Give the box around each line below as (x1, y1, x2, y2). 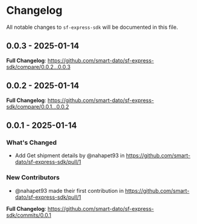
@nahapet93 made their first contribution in (14, 187, 124, 194)
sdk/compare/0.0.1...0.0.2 (6, 103, 69, 110)
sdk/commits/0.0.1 (6, 211, 52, 219)
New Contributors (6, 174, 60, 182)
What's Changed (6, 138, 57, 147)
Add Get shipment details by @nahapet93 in (14, 152, 125, 159)
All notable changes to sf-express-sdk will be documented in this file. (6, 23, 178, 31)
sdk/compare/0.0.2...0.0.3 (6, 63, 71, 70)
